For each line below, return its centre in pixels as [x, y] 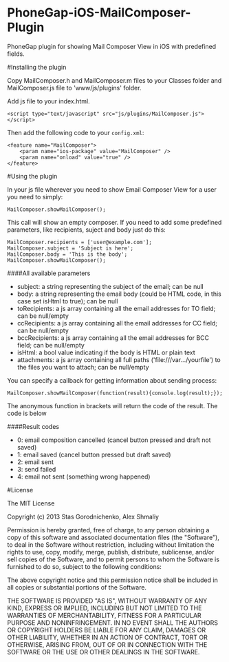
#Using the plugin [32, 176]
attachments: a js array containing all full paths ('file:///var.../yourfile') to [119, 359]
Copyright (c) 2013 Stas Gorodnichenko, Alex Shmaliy [83, 516]
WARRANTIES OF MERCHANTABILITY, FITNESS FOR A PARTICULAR [104, 615]
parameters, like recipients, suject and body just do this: [87, 230]
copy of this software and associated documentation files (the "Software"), [113, 537]
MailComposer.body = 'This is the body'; [67, 254]
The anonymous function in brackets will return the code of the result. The [112, 405]
